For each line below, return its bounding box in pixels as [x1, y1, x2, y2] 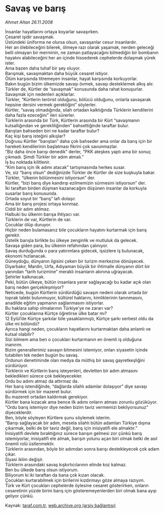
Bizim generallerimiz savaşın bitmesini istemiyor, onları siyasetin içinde [5, 347, 148, 352]
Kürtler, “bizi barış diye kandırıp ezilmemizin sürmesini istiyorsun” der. [5, 180, 146, 186]
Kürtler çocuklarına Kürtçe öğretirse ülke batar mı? [5, 310, 107, 316]
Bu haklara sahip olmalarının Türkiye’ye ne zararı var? [5, 305, 113, 311]
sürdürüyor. [5, 362, 28, 368]
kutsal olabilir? [5, 331, 34, 337]
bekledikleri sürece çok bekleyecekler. [5, 373, 83, 378]
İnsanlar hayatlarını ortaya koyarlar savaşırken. [5, 28, 99, 34]
